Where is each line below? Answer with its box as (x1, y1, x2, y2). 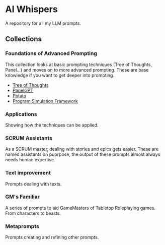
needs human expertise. (5, 157, 55, 163)
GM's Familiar (5, 193, 40, 200)
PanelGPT (12, 87, 34, 93)
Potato (12, 92, 27, 99)
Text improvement (5, 169, 51, 176)
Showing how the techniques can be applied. (5, 122, 99, 128)
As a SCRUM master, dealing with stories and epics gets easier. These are (5, 146, 159, 152)
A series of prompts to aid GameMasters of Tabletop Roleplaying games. (5, 205, 156, 211)
